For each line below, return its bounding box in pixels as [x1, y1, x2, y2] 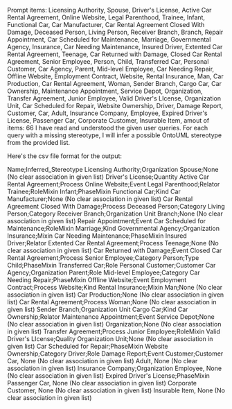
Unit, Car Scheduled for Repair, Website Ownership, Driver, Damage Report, [7, 102, 224, 110]
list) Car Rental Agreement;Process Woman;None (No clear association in [7, 298, 217, 306]
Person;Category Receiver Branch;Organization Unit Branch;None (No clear [7, 209, 223, 218]
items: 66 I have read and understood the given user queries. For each [7, 124, 208, 132]
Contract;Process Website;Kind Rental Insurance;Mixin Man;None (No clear [7, 284, 223, 291]
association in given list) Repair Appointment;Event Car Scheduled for [7, 217, 206, 225]
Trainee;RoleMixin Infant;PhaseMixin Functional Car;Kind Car [7, 187, 181, 195]
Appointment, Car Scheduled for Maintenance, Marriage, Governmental [7, 35, 211, 44]
